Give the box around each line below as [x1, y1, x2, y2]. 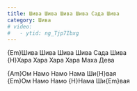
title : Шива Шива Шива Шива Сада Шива [7, 10, 120, 17]
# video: [7, 23, 33, 30]
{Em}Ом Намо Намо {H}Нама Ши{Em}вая [7, 77, 130, 85]
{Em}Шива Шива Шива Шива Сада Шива [7, 49, 127, 57]
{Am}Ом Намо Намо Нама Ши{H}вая [7, 69, 117, 78]
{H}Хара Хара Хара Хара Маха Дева [7, 56, 115, 65]
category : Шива [7, 17, 51, 24]
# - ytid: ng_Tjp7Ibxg [7, 29, 79, 37]
